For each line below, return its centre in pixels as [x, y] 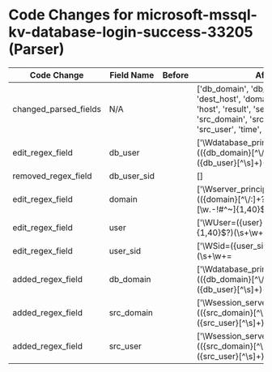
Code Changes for [71, 15]
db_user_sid [132, 176]
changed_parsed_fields [57, 109]
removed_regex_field [52, 176]
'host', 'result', [224, 109]
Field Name [132, 75]
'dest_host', [219, 99]
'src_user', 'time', [229, 129]
